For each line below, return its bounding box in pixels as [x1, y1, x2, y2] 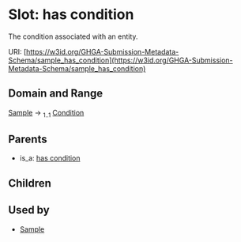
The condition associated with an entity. [8, 32, 138, 41]
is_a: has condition [19, 153, 81, 163]
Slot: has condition [8, 6, 134, 24]
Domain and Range [8, 87, 104, 100]
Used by [8, 203, 50, 217]
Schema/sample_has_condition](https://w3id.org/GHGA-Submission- [8, 55, 233, 65]
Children [8, 176, 51, 190]
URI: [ [8, 47, 27, 56]
